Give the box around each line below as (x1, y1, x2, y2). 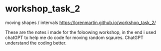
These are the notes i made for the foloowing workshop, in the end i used (5, 29, 156, 35)
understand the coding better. (5, 39, 66, 45)
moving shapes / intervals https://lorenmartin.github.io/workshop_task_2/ (5, 19, 156, 25)
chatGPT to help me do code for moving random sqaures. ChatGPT (5, 34, 143, 40)
